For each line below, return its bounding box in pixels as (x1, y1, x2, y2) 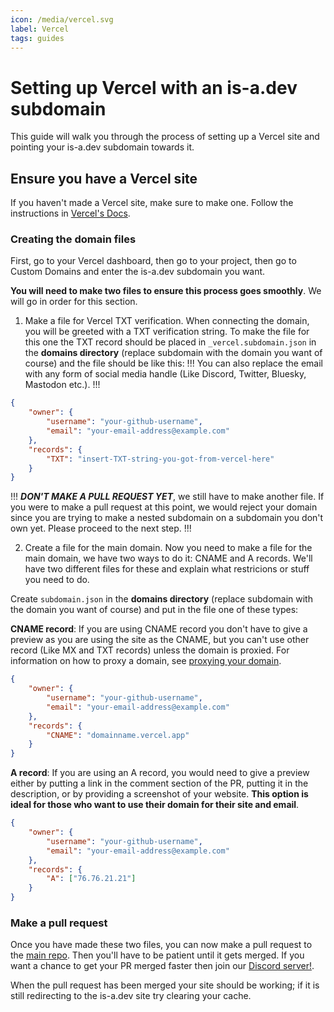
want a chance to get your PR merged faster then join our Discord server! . (10, 960, 315, 972)
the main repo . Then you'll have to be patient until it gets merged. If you (10, 949, 305, 961)
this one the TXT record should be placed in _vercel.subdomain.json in (24, 336, 317, 348)
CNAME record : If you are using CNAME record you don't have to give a (10, 623, 308, 635)
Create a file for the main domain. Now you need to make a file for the (24, 542, 313, 554)
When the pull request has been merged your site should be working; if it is (10, 979, 320, 991)
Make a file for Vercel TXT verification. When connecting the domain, (24, 315, 310, 327)
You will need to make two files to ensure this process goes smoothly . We (10, 285, 322, 297)
